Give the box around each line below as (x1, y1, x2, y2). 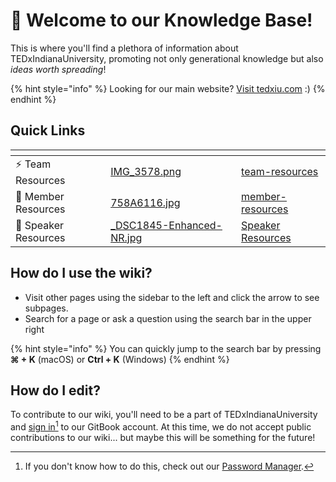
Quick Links (10, 122, 86, 139)
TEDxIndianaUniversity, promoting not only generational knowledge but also (10, 52, 324, 64)
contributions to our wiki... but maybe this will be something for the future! (10, 432, 316, 444)
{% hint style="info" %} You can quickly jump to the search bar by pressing (10, 342, 322, 354)
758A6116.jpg (110, 195, 181, 209)
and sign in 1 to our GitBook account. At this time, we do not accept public (10, 419, 312, 433)
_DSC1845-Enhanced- (110, 218, 223, 232)
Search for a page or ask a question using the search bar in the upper (24, 312, 312, 324)
